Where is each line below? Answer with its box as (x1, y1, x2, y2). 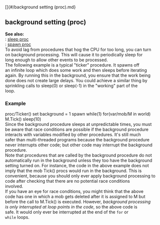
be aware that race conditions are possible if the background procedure (5, 126, 149, 133)
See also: (5, 31, 24, 37)
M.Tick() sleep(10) (5, 116, 41, 122)
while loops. (5, 214, 30, 220)
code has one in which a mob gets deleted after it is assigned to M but (5, 194, 145, 200)
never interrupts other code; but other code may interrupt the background (5, 142, 153, 148)
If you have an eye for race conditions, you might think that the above (5, 189, 144, 194)
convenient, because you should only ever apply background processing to (5, 173, 156, 179)
